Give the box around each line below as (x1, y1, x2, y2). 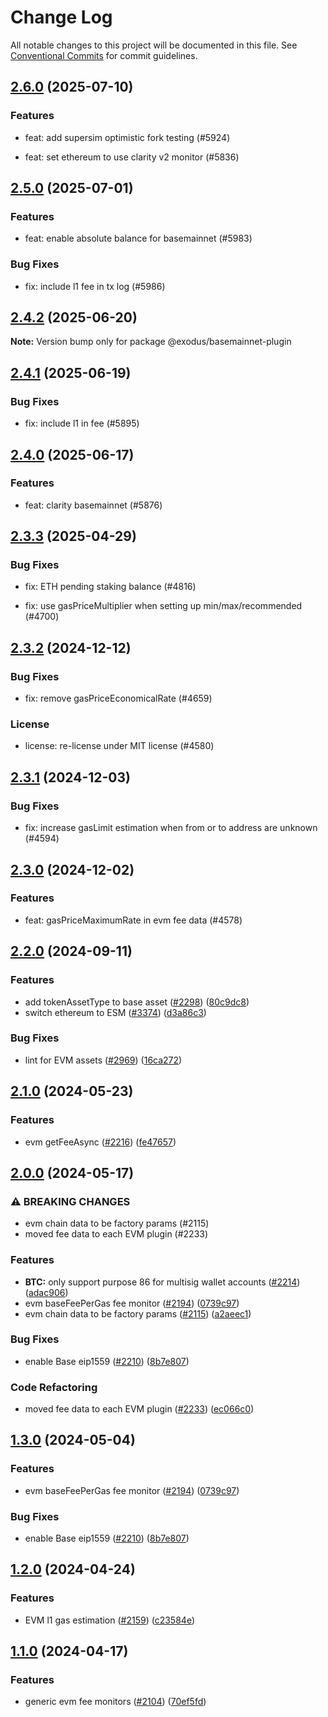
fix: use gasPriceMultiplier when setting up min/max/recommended (24, 600, 303, 612)
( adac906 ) (24, 1286, 69, 1298)
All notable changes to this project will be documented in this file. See (10, 39, 298, 51)
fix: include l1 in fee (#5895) (24, 417, 140, 430)
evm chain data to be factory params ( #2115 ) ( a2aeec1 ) (24, 1307, 252, 1320)
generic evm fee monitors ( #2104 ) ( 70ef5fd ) (24, 1696, 207, 1708)
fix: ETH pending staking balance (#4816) (24, 581, 197, 593)
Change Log (10, 6, 113, 29)
